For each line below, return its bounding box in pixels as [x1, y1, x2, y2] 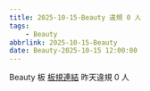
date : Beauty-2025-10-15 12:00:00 [9, 46, 138, 55]
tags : [9, 21, 29, 30]
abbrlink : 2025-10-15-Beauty [9, 37, 118, 47]
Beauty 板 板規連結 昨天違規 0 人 [9, 72, 129, 83]
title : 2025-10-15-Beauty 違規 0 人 [9, 12, 142, 22]
